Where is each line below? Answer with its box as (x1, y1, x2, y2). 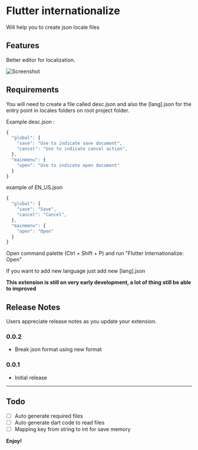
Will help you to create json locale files (6, 24, 100, 31)
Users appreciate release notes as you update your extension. (6, 318, 157, 325)
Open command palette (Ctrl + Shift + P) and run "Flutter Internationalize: (6, 250, 184, 257)
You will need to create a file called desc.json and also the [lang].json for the (6, 100, 192, 107)
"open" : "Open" (16, 228, 54, 234)
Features (6, 41, 39, 51)
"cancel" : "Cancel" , (16, 212, 67, 218)
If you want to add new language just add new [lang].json (6, 267, 146, 274)
